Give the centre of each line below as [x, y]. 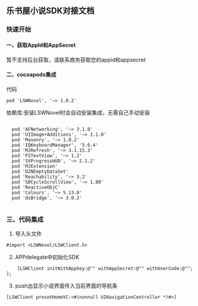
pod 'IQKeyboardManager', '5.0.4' [55, 145]
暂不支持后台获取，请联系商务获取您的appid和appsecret [76, 60]
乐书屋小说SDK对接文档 [50, 11]
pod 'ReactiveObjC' [36, 187]
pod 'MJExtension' [35, 166]
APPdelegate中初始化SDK [47, 257]
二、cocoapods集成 [31, 75]
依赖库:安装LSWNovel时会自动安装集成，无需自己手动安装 [78, 112]
